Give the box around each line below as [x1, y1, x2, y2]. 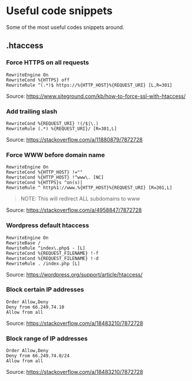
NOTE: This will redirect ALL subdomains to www [20, 195, 140, 202]
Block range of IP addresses [6, 334, 88, 343]
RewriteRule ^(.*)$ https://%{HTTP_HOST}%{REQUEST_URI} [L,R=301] [6, 82, 173, 88]
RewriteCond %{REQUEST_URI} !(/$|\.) [6, 120, 99, 126]
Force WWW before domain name [6, 150, 105, 159]
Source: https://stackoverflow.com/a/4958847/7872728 [6, 206, 143, 214]
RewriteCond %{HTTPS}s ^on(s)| [6, 180, 83, 186]
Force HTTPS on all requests [6, 58, 90, 67]
